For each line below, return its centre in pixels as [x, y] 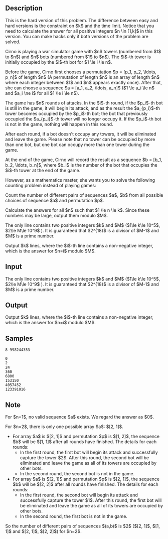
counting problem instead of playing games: [51, 185]
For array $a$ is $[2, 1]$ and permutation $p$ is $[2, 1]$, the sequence [86, 479]
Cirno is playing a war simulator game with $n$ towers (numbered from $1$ [83, 51]
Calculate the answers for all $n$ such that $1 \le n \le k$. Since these [77, 210]
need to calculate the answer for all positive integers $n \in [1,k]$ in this [79, 31]
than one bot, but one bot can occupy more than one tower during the [77, 145]
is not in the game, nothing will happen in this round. [59, 124]
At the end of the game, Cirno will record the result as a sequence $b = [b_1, [84, 160]
